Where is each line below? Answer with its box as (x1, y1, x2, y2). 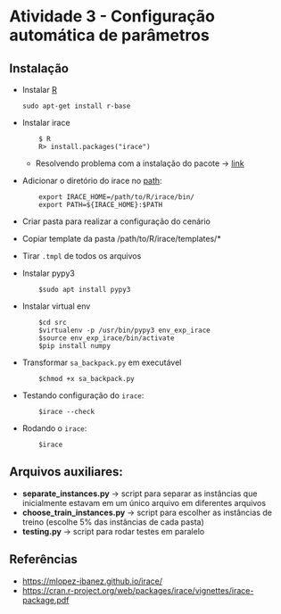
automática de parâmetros (9, 25, 210, 46)
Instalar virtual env (21, 301, 91, 311)
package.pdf (21, 594, 70, 605)
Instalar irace (21, 118, 70, 128)
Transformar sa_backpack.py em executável (21, 357, 182, 368)
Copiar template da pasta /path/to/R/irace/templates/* (21, 234, 221, 244)
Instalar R (21, 85, 58, 95)
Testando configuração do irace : (21, 390, 145, 401)
